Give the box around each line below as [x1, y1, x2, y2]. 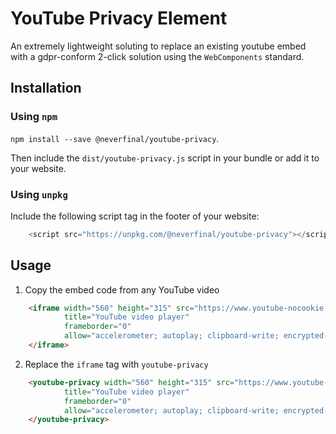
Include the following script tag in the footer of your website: [10, 210, 260, 222]
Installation [10, 80, 82, 97]
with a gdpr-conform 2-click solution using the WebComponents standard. [10, 50, 305, 62]
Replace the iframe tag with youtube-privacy [24, 358, 209, 370]
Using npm [10, 110, 58, 124]
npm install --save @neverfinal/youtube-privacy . [10, 132, 220, 144]
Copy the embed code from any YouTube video [24, 283, 220, 296]
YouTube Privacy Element [10, 7, 228, 30]
